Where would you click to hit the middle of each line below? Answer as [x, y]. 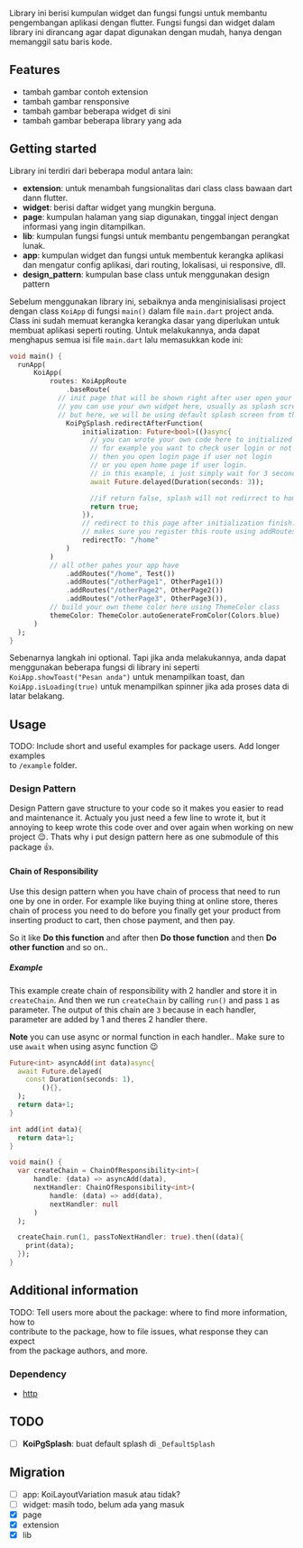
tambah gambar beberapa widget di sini [96, 111]
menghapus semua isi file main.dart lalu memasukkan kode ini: [126, 339]
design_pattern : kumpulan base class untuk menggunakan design [146, 274]
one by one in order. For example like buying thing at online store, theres [144, 901]
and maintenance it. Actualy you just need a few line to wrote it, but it [138, 818]
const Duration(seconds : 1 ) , [80, 1080]
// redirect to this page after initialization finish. [189, 523]
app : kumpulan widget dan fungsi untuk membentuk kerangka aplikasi [153, 255]
